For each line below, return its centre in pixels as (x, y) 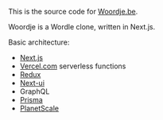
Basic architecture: (39, 42)
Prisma (31, 100)
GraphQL (35, 91)
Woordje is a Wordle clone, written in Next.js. (82, 27)
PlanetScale (39, 108)
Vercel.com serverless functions (73, 66)
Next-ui (32, 83)
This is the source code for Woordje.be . (73, 12)
